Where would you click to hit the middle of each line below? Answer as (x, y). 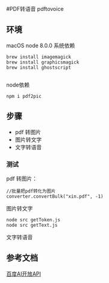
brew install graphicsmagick (43, 62)
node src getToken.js (33, 220)
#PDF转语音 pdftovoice (35, 9)
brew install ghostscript (39, 67)
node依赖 (18, 85)
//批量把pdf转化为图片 (31, 191)
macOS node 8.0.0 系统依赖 (41, 45)
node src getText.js (32, 225)
